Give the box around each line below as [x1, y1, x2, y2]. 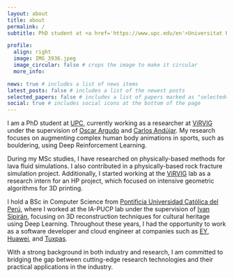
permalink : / [7, 23, 45, 30]
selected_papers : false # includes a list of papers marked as [7, 93, 195, 101]
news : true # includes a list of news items [7, 81, 139, 88]
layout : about [7, 10, 49, 17]
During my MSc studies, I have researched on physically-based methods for [7, 154, 226, 163]
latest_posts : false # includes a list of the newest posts [7, 87, 186, 94]
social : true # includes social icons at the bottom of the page [7, 100, 201, 107]
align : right [13, 49, 52, 56]
